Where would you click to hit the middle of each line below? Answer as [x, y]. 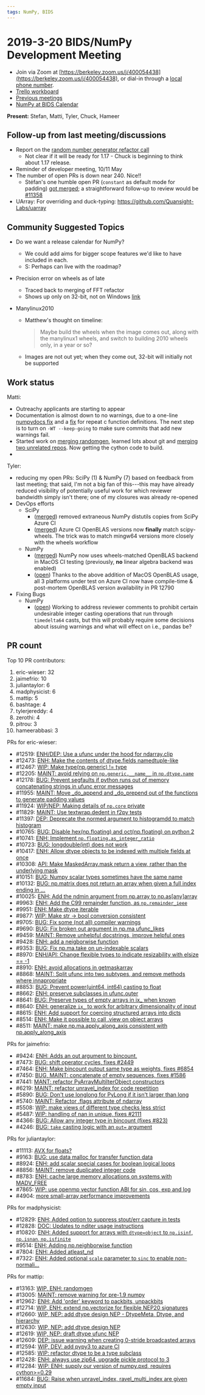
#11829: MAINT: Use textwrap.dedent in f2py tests [79, 812]
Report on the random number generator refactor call [82, 150]
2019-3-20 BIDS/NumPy [70, 42]
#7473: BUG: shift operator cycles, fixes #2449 [75, 1062]
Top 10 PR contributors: [36, 660]
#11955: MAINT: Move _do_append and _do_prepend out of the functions [107, 793]
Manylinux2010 [35, 309]
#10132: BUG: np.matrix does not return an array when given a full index [106, 883]
